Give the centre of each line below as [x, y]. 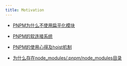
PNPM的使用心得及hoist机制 [42, 47]
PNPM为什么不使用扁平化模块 [44, 25]
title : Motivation [25, 10]
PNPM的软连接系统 [33, 36]
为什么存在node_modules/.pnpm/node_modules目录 [67, 58]
